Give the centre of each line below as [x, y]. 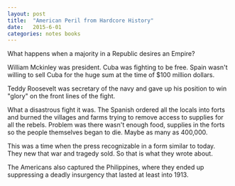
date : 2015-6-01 [34, 27]
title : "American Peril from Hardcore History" [81, 21]
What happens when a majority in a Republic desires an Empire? [101, 54]
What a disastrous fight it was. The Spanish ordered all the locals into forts [116, 110]
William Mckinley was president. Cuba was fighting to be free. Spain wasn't [117, 67]
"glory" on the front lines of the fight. [61, 96]
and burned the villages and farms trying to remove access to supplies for [115, 117]
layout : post [27, 14]
